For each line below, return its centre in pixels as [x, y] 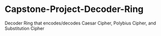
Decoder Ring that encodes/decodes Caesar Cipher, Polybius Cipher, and [80, 23]
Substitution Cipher [24, 28]
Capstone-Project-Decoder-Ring [74, 9]
